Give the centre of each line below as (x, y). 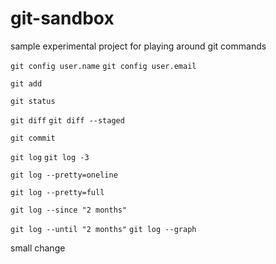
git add (26, 83)
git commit (33, 138)
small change (38, 248)
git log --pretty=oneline (64, 175)
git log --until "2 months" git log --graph (103, 229)
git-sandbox (62, 18)
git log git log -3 (50, 157)
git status (33, 101)
